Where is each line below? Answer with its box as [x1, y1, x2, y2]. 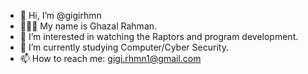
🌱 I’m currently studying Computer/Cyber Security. [19, 41, 229, 53]
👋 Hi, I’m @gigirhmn [19, 10, 102, 21]
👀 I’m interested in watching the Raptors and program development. [19, 31, 299, 42]
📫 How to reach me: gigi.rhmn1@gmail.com [19, 53, 202, 64]
